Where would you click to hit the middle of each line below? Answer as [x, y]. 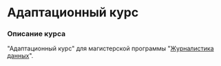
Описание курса [36, 34]
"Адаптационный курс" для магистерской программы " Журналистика [111, 48]
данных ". [20, 56]
